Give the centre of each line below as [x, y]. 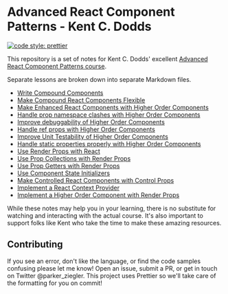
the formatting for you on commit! [55, 283]
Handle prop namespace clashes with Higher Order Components [109, 115]
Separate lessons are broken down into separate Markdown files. [99, 79]
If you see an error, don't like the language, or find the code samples [104, 261]
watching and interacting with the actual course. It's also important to [105, 215]
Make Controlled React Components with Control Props [95, 180]
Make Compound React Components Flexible [81, 100]
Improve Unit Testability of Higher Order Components [92, 136]
